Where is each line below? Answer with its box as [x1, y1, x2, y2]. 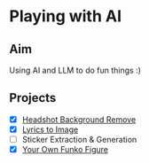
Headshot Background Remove [21, 113, 137, 125]
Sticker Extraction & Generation [21, 134, 137, 144]
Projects [9, 90, 57, 105]
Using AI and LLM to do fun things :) [9, 65, 142, 75]
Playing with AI [9, 6, 122, 27]
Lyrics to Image [21, 124, 79, 135]
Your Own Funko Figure [21, 144, 109, 154]
